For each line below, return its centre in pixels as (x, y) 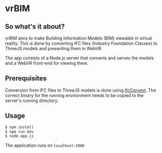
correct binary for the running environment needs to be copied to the (74, 95)
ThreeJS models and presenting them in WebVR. (54, 48)
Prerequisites (26, 78)
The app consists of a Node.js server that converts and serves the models (80, 58)
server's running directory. (32, 100)
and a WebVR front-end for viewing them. (47, 63)
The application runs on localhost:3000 (45, 145)
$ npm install (20, 127)
